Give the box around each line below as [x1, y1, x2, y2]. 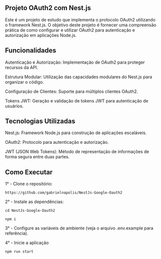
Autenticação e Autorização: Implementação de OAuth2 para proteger [5, 59, 145, 65]
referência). [5, 230, 28, 236]
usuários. [5, 103, 24, 109]
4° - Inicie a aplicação [5, 240, 49, 246]
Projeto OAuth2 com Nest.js [5, 4, 91, 12]
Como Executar [5, 168, 53, 176]
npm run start [5, 249, 34, 254]
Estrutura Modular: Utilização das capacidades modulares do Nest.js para [5, 74, 152, 80]
